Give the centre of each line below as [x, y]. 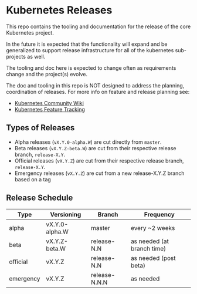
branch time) [148, 248]
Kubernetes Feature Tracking [50, 109]
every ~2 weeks [153, 228]
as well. [36, 56]
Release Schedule [40, 198]
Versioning [65, 214]
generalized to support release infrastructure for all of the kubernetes [90, 50]
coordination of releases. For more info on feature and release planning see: [98, 92]
